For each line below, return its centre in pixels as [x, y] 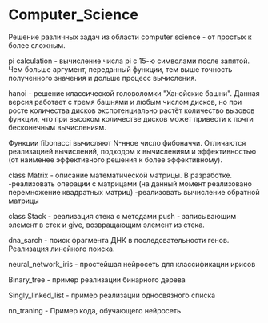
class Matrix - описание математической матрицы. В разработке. [120, 175]
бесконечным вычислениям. [57, 127]
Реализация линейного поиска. [62, 249]
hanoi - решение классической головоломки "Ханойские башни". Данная [134, 93]
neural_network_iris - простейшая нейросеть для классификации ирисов [132, 264]
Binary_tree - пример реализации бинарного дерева [97, 279]
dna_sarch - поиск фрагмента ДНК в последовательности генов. [119, 240]
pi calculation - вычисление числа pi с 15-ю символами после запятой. [129, 61]
